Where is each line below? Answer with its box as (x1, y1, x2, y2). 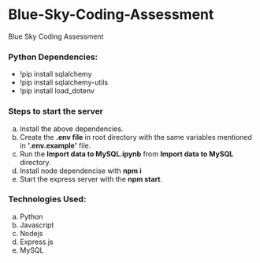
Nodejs (19, 228, 43, 238)
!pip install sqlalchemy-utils (19, 77, 109, 88)
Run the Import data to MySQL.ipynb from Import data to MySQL (19, 148, 234, 159)
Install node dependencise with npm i (19, 166, 142, 175)
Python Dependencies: (8, 51, 98, 62)
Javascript (19, 220, 54, 230)
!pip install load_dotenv (19, 86, 95, 96)
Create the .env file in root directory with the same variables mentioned (19, 132, 252, 141)
